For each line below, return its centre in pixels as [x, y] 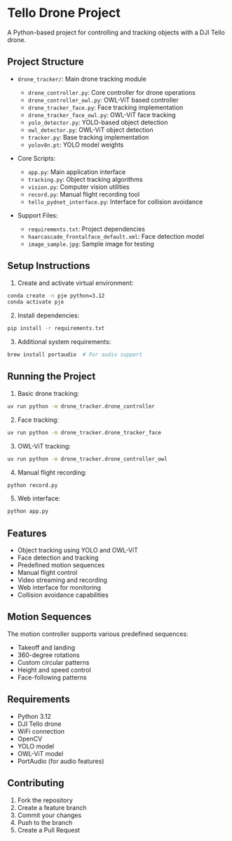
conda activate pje [36, 302]
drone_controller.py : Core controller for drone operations [112, 92]
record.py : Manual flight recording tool [84, 194]
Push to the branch [45, 822]
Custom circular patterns [53, 662]
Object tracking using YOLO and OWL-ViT [78, 550]
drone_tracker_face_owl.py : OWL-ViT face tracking [102, 114]
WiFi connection [41, 731]
